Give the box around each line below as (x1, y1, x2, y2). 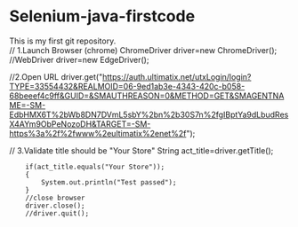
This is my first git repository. (9, 35, 117, 46)
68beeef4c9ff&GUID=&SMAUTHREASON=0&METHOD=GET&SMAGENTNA (9, 90, 285, 101)
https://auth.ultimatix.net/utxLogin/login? (101, 71, 252, 82)
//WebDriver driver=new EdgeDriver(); (9, 54, 149, 65)
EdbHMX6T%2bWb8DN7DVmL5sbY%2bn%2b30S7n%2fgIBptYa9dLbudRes (9, 109, 289, 120)
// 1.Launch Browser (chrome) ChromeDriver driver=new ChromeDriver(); (9, 44, 278, 55)
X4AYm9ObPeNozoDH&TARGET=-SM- (9, 118, 151, 129)
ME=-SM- (9, 99, 46, 110)
